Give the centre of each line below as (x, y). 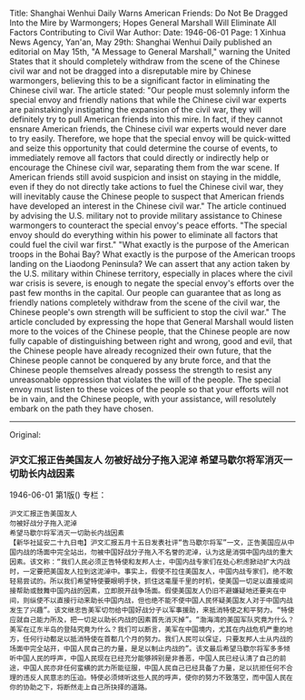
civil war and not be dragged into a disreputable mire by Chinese (130, 71)
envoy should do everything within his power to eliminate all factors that (144, 235)
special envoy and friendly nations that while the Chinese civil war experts (148, 100)
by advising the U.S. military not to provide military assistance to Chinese (146, 216)
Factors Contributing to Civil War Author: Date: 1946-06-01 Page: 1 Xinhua (148, 32)
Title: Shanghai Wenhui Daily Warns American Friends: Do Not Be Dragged (149, 13)
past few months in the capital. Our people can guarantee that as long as (145, 293)
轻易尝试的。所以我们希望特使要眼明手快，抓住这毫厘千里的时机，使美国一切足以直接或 (148, 582)
